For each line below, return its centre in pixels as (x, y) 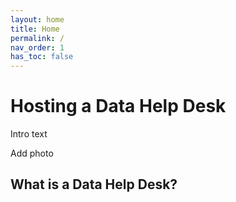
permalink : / (37, 38)
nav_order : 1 (37, 47)
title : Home (35, 29)
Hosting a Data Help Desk (118, 106)
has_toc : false (42, 57)
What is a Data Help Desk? (94, 184)
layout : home (37, 19)
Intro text (29, 134)
